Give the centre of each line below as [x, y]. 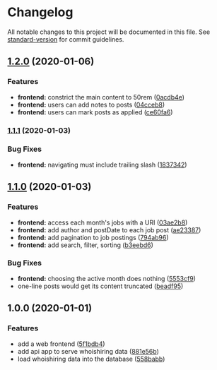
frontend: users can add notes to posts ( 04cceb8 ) [91, 105]
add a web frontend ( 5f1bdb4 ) [61, 344]
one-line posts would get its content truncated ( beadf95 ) [100, 286]
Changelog [40, 12]
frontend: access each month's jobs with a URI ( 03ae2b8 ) [102, 222]
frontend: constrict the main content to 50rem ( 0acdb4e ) [101, 97]
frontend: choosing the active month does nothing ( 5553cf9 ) [107, 278]
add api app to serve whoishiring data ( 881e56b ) [88, 351]
